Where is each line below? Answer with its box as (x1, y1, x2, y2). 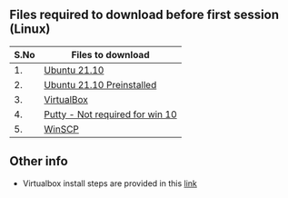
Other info (9, 153, 68, 169)
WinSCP (44, 123, 80, 135)
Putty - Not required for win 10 (44, 108, 177, 121)
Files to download (71, 48, 150, 61)
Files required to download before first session (9, 7, 280, 23)
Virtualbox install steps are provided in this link (22, 177, 198, 189)
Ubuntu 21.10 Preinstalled (44, 78, 157, 91)
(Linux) (9, 22, 51, 37)
